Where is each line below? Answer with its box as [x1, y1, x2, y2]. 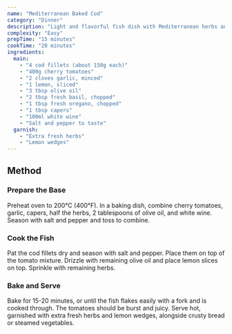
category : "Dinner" [7, 17, 64, 24]
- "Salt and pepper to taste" [19, 119, 107, 127]
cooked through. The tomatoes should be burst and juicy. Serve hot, [7, 304, 202, 313]
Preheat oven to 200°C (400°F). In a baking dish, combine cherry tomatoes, [7, 201, 223, 209]
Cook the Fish [7, 233, 55, 243]
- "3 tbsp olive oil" [19, 87, 81, 94]
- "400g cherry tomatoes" [19, 68, 95, 75]
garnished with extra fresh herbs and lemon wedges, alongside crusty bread [7, 311, 225, 319]
